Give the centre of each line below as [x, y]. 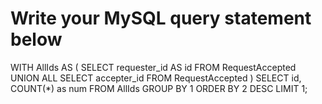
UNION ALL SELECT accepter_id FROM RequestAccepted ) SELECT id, [156, 78]
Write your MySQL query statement [161, 18]
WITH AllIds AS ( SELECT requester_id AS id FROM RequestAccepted [153, 67]
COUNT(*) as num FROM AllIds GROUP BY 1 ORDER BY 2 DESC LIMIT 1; [159, 88]
